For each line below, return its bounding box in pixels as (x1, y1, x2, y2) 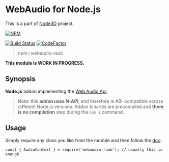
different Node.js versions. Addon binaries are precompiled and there (17, 103, 164, 110)
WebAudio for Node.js (5, 4, 101, 15)
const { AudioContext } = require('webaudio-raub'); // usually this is (5, 147, 163, 152)
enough (5, 151, 19, 156)
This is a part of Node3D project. (5, 20, 74, 26)
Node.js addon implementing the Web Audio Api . (5, 88, 108, 94)
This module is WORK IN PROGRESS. (5, 60, 85, 66)
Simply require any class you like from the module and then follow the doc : (5, 137, 162, 143)
